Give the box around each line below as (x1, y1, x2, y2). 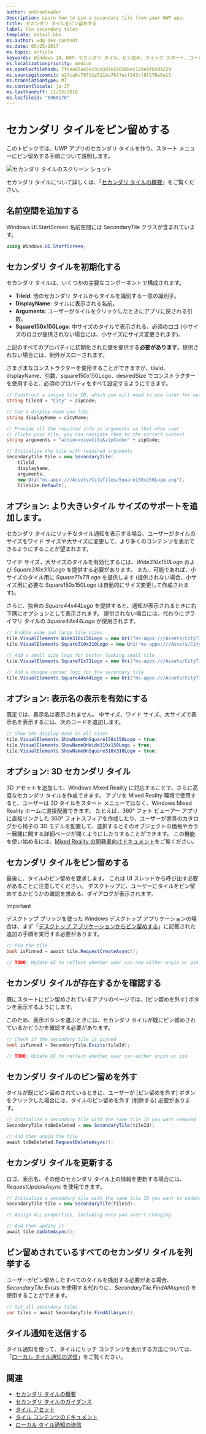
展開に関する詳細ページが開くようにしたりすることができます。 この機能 (11, 830, 196, 837)
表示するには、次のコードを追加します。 (22, 718, 124, 726)
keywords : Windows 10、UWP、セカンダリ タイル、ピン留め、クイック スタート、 (6, 55, 189, 61)
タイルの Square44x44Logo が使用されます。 (23, 617, 139, 625)
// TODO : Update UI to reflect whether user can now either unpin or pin (6, 960, 199, 966)
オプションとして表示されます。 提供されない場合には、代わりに (22, 609, 185, 617)
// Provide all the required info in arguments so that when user (6, 425, 180, 432)
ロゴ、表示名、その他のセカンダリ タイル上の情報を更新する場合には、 (6, 1175, 185, 1183)
